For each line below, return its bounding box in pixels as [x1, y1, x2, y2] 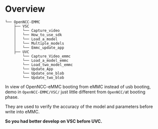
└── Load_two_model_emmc [22, 62, 73, 67]
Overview [5, 3, 45, 15]
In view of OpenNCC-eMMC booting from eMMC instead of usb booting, [5, 84, 151, 89]
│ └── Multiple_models [14, 41, 64, 46]
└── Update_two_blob [22, 75, 64, 80]
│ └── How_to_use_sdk [14, 32, 62, 37]
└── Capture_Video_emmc [22, 54, 71, 59]
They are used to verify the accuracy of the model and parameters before [5, 104, 153, 109]
